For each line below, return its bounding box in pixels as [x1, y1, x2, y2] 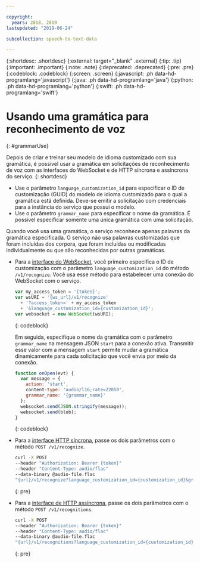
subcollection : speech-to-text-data [6, 36, 97, 42]
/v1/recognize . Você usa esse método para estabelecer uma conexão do [14, 271, 194, 278]
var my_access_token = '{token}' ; [14, 289, 101, 295]
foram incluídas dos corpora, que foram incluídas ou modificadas [6, 240, 166, 248]
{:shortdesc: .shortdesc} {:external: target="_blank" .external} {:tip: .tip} [6, 57, 182, 64]
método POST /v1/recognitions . [14, 505, 93, 513]
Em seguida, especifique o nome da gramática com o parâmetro [14, 333, 173, 341]
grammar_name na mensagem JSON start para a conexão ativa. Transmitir [14, 339, 194, 347]
